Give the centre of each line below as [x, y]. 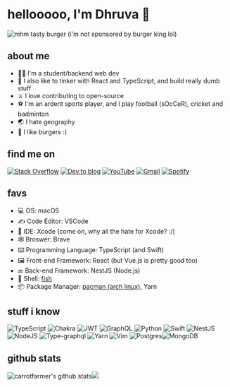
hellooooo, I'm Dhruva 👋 [79, 14]
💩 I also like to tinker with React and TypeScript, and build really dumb [119, 81]
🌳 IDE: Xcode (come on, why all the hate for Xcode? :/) [96, 232]
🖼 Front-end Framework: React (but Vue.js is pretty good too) [108, 261]
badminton [33, 114]
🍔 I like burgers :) [42, 132]
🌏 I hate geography [46, 121]
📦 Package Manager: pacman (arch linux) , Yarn [87, 287]
